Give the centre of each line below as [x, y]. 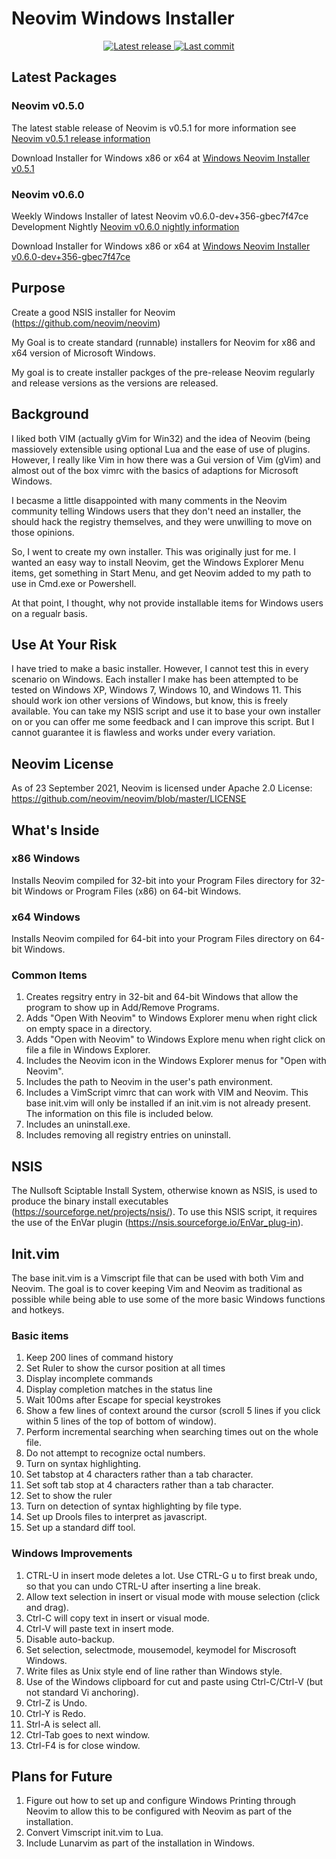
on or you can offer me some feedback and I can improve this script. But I [163, 722]
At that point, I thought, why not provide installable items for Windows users [167, 603]
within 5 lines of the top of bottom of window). [121, 1421]
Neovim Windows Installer [123, 18]
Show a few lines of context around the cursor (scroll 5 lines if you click [173, 1411]
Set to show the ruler [69, 1496]
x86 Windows [46, 859]
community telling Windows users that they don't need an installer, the [156, 511]
